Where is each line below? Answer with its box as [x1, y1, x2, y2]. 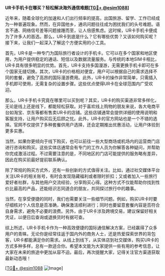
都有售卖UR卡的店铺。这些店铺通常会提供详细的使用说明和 [39, 110, 158, 115]
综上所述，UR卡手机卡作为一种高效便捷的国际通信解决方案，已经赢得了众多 [5, 225, 158, 230]
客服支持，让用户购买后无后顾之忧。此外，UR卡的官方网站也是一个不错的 [5, 116, 153, 122]
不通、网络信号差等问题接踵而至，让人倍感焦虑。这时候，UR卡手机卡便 [9, 27, 153, 33]
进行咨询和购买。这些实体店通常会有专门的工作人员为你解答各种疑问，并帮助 [5, 145, 160, 150]
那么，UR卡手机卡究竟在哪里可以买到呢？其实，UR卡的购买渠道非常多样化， [5, 98, 159, 103]
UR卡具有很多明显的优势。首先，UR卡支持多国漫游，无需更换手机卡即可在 [5, 62, 155, 68]
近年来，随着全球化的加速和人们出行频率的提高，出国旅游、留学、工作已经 [5, 15, 156, 21]
